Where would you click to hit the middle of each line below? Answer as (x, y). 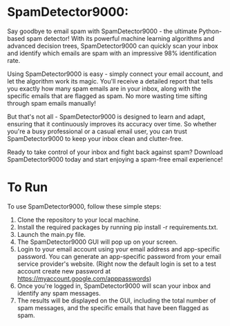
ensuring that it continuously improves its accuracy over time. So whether (112, 124)
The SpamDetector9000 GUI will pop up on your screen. (97, 242)
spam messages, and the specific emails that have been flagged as (113, 307)
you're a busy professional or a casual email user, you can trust (97, 131)
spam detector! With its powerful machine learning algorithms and (121, 38)
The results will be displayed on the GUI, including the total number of (116, 300)
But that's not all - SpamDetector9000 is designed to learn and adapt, (106, 116)
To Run (28, 188)
